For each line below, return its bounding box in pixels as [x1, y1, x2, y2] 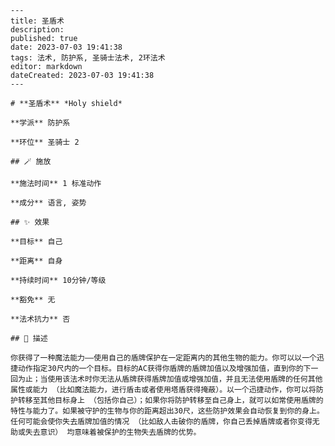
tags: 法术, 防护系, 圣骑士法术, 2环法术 [10, 53, 166, 63]
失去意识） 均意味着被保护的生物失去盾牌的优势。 [24, 427, 202, 437]
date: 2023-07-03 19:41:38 [10, 42, 123, 52]
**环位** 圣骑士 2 [10, 137, 80, 147]
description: [10, 25, 65, 35]
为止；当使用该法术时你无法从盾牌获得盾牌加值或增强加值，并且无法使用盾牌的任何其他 [17, 374, 323, 384]
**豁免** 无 [10, 295, 56, 305]
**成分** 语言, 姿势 [10, 198, 87, 208]
